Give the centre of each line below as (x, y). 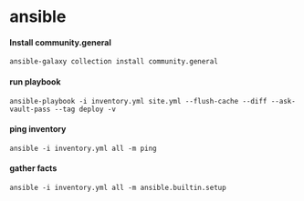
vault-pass (30, 109)
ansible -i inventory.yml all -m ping (83, 148)
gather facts (33, 168)
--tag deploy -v (85, 109)
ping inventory (38, 129)
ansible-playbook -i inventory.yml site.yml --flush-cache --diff (138, 101)
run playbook (35, 81)
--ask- (283, 101)
